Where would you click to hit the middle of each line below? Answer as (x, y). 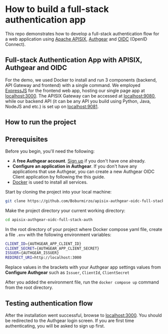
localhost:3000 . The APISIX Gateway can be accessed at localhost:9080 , (80, 95)
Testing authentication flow (49, 303)
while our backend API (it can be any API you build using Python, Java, (78, 101)
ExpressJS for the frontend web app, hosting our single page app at (75, 90)
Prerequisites (26, 139)
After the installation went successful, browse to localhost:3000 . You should (83, 315)
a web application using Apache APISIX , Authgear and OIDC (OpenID (76, 39)
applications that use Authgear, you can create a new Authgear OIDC (83, 171)
